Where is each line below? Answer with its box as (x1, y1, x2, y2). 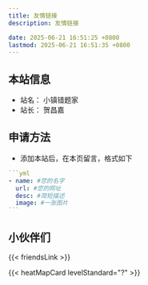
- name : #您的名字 (8, 176, 66, 184)
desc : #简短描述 (15, 192, 66, 200)
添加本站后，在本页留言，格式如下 (19, 153, 133, 163)
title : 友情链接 (8, 11, 58, 20)
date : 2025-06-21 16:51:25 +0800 (8, 34, 120, 42)
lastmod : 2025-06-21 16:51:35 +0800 (8, 41, 130, 49)
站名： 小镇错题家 (19, 95, 78, 105)
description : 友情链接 (8, 19, 79, 27)
